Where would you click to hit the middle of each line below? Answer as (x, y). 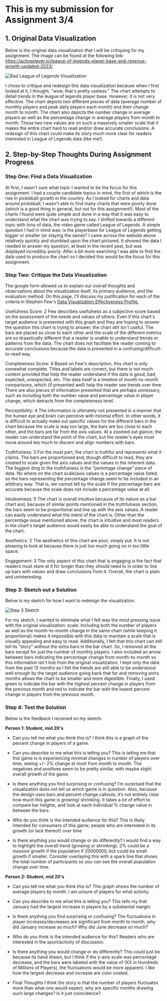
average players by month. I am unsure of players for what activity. (81, 891)
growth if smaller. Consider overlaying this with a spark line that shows (85, 856)
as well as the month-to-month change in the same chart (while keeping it (81, 631)
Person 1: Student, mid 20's (34, 728)
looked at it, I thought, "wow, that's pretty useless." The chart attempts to (80, 91)
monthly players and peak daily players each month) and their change (77, 107)
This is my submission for (59, 9)
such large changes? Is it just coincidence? (57, 993)
